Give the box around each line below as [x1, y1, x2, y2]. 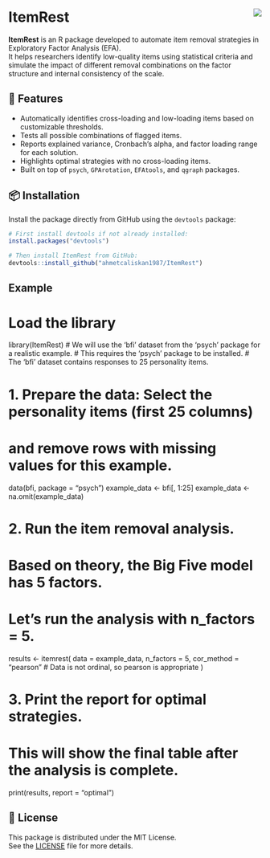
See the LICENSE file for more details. [8, 840, 134, 851]
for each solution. [19, 147, 79, 157]
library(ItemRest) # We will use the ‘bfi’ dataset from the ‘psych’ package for [8, 340, 261, 349]
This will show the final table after [8, 744, 239, 762]
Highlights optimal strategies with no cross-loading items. [19, 156, 211, 165]
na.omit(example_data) [8, 491, 84, 501]
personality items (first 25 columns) [8, 402, 253, 421]
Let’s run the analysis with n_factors [8, 611, 256, 628]
